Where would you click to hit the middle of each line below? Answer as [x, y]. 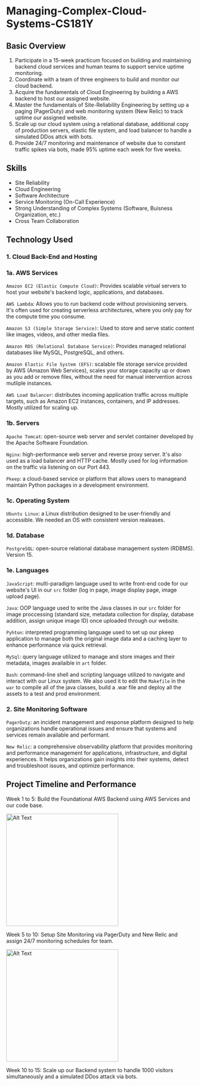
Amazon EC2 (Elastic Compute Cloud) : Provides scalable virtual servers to [96, 286]
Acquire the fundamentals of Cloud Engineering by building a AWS [96, 92]
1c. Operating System [38, 500]
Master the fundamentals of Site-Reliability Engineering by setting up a [102, 105]
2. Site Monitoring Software [47, 709]
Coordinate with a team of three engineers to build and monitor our [97, 79]
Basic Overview [36, 46]
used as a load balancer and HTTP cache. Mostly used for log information [97, 460]
